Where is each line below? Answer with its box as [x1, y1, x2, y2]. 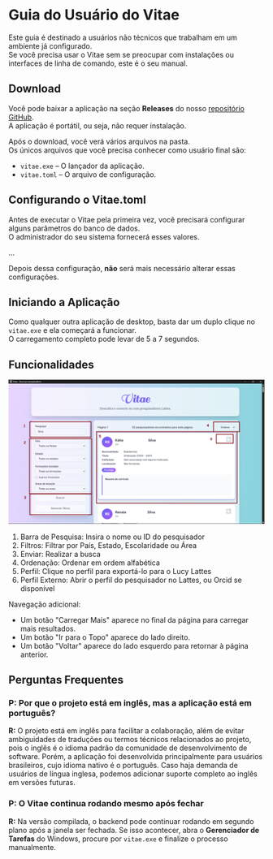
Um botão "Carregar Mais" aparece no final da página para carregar [19, 615, 249, 624]
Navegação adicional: [8, 599, 81, 609]
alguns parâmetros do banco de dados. [8, 223, 141, 233]
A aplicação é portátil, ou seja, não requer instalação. [8, 120, 187, 131]
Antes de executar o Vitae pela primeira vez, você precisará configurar [8, 214, 245, 224]
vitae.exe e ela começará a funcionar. [8, 326, 136, 335]
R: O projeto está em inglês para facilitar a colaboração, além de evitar [8, 726, 245, 736]
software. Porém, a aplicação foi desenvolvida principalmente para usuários [8, 752, 262, 762]
